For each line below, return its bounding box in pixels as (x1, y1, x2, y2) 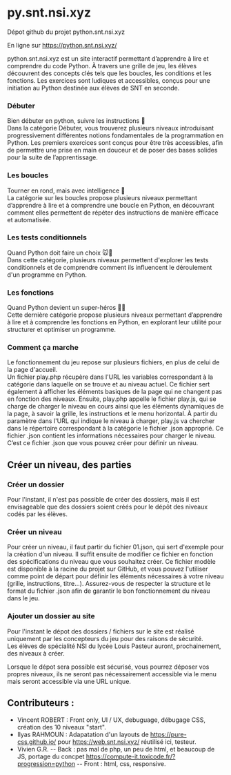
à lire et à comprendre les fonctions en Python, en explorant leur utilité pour (7, 318, 222, 326)
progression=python (17, 759, 76, 767)
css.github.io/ (17, 737, 57, 746)
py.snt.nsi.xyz (7, 5, 92, 21)
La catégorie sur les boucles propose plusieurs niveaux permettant (7, 193, 198, 202)
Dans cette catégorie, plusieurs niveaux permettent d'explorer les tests (7, 255, 209, 264)
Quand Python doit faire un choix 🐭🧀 (7, 248, 113, 257)
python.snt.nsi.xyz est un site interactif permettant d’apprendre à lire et (7, 54, 209, 63)
